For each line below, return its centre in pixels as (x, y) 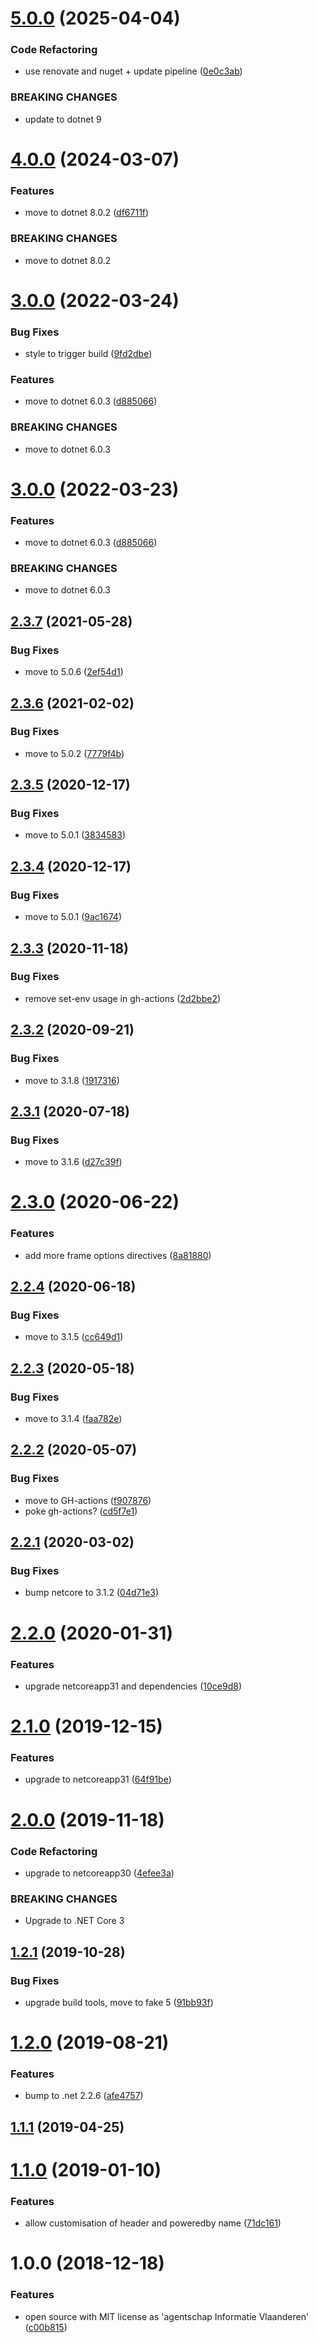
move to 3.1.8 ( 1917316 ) (72, 1080)
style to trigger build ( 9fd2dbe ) (88, 354)
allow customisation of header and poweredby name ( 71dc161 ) (153, 2223)
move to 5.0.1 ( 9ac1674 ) (73, 917)
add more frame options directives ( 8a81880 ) (118, 1255)
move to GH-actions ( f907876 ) (88, 1500)
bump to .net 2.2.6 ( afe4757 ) (84, 2096)
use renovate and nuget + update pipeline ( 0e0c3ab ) (133, 71)
